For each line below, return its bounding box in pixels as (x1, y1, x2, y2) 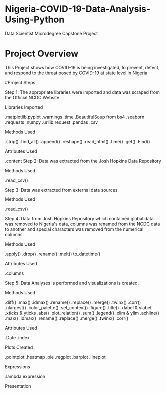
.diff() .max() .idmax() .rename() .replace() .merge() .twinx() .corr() (5, 299, 141, 305)
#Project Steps (5, 79, 36, 85)
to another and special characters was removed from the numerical (5, 226, 144, 232)
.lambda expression (5, 373, 46, 379)
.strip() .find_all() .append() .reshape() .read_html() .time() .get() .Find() (5, 138, 151, 144)
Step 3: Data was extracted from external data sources (5, 187, 118, 193)
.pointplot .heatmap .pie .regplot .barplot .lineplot (5, 354, 106, 360)
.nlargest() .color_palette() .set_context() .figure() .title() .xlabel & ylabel (5, 304, 151, 310)
